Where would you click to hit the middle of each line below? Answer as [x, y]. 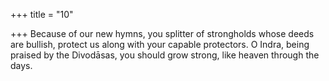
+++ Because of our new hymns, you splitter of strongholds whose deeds [162, 33]
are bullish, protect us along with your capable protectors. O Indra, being [160, 44]
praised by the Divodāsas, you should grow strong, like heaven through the [165, 55]
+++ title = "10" [42, 14]
